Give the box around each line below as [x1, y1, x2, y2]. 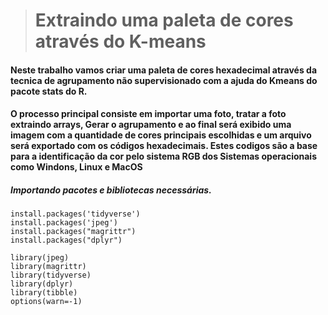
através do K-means [34, 30, 207, 53]
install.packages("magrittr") [10, 227, 137, 237]
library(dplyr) [10, 279, 74, 289]
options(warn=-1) [10, 297, 83, 307]
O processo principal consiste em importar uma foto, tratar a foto [10, 108, 287, 120]
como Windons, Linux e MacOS [10, 161, 143, 173]
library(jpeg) [10, 253, 70, 263]
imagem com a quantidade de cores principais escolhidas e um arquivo [10, 129, 312, 141]
